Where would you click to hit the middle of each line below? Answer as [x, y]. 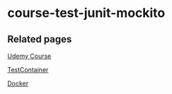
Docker [18, 83]
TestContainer [28, 70]
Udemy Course [29, 56]
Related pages [40, 39]
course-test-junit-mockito [86, 13]
